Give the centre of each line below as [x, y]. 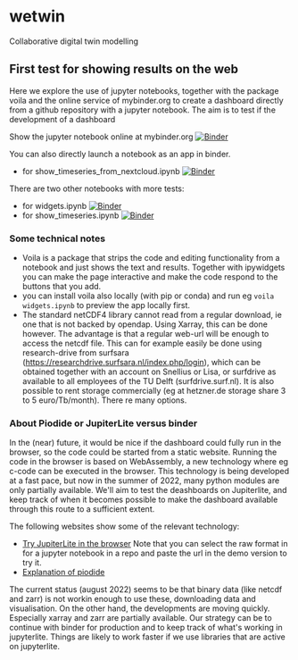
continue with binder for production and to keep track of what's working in [146, 628]
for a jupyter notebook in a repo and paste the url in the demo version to [154, 553]
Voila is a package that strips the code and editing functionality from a [151, 258]
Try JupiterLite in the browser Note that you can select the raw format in [155, 544]
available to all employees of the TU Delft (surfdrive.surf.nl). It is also [148, 381]
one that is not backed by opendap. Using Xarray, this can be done [145, 324]
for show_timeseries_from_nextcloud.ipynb [101, 171]
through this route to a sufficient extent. [82, 509]
